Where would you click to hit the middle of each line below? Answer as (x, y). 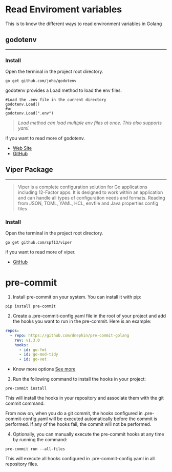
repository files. (22, 464)
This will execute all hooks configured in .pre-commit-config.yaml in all (80, 459)
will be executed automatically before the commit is (103, 419)
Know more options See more (44, 369)
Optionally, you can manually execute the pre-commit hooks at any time (88, 434)
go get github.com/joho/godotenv (41, 81)
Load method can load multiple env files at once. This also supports (90, 123)
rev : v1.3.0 (27, 340)
